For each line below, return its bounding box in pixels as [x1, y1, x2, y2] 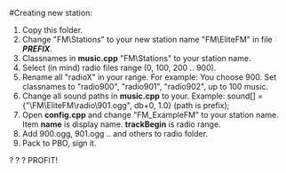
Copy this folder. [21, 25, 83, 35]
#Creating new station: [9, 8, 93, 18]
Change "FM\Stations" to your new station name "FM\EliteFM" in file [21, 35, 273, 44]
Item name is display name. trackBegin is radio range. [21, 119, 221, 130]
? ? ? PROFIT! [9, 155, 59, 165]
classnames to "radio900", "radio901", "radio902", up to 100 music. [21, 82, 269, 91]
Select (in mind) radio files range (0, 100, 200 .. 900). [21, 62, 217, 73]
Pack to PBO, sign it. [21, 138, 97, 148]
